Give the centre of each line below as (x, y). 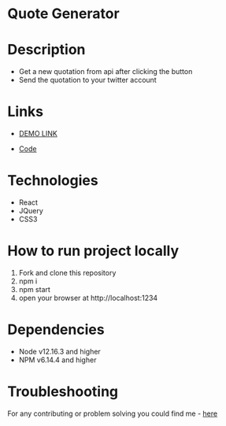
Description (46, 50)
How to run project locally (93, 251)
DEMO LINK (38, 134)
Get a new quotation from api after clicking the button (106, 72)
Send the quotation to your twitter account (87, 80)
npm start (34, 289)
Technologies (53, 181)
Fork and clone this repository (67, 272)
